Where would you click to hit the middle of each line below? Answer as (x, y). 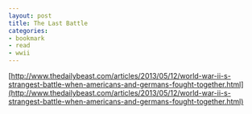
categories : (28, 31)
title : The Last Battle (48, 23)
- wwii (19, 53)
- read (19, 46)
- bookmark (27, 38)
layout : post (30, 16)
